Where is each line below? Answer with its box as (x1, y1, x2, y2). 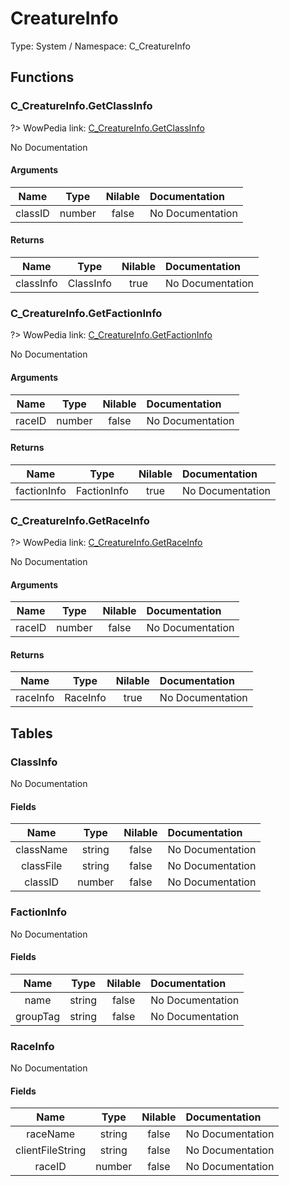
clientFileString (15, 1143, 87, 1157)
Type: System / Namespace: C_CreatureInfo (10, 40, 191, 52)
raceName (26, 1127, 76, 1141)
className (15, 843, 68, 857)
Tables (10, 725, 53, 742)
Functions (10, 69, 75, 86)
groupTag (15, 1009, 61, 1023)
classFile (20, 859, 63, 873)
